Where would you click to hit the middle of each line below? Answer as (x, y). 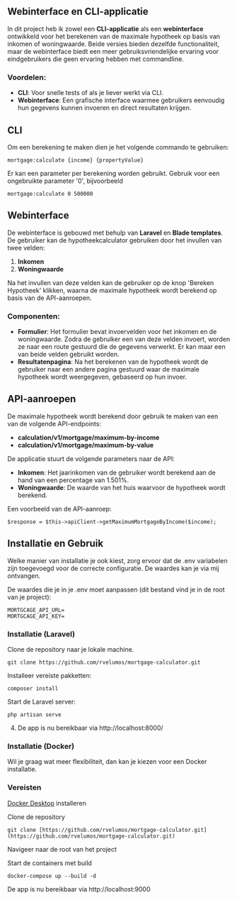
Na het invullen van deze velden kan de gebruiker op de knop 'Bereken (111, 282)
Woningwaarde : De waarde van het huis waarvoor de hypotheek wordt (121, 487)
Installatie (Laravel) (41, 634)
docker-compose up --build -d (52, 876)
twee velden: (26, 248)
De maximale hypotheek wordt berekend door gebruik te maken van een (113, 416)
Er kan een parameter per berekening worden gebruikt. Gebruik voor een (114, 173)
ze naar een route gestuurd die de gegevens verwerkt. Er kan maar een (121, 347)
